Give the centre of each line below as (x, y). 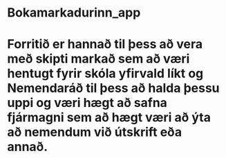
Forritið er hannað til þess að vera (105, 45)
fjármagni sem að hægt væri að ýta (109, 118)
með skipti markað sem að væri (98, 59)
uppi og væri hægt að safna (87, 103)
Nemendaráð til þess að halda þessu (113, 88)
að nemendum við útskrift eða (94, 132)
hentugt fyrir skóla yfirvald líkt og (105, 73)
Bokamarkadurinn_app (74, 13)
